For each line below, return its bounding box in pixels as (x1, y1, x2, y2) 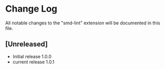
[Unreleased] (5, 40, 48, 49)
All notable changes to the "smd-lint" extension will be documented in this (5, 20, 160, 26)
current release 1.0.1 (12, 59, 55, 65)
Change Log (5, 3, 57, 15)
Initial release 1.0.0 (12, 53, 52, 59)
